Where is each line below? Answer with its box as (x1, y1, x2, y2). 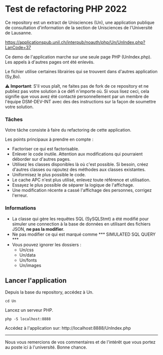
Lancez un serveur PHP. (5, 307, 53, 313)
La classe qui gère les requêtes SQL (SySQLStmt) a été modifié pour (12, 216, 149, 222)
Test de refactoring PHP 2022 (5, 3, 127, 15)
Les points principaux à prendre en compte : (5, 136, 94, 142)
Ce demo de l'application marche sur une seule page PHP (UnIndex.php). (5, 54, 152, 59)
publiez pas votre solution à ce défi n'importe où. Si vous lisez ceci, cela (5, 88, 149, 94)
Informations (5, 205, 36, 211)
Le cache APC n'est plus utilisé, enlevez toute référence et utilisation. (12, 177, 151, 183)
